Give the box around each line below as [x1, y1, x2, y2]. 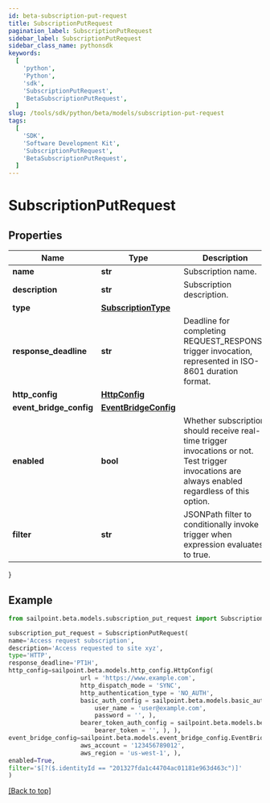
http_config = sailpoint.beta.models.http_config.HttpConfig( [8, 667, 215, 675]
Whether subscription [183, 415, 265, 426]
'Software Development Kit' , [22, 139, 121, 148]
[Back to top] [8, 786, 51, 796]
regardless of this [183, 485, 250, 497]
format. [183, 376, 211, 387]
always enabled [183, 476, 243, 487]
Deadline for [183, 315, 231, 327]
